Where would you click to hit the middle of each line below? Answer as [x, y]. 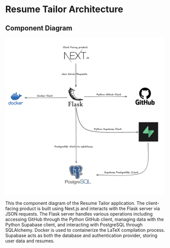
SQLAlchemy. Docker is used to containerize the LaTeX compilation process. [85, 230]
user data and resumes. [30, 241]
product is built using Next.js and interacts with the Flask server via [90, 208]
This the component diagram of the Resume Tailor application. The [75, 203]
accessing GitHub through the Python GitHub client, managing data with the [84, 220]
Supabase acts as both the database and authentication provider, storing [81, 236]
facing [12, 208]
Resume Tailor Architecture [64, 9]
